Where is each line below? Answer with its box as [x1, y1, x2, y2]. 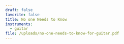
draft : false [5, 7, 33, 13]
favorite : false [5, 12, 40, 17]
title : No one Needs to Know [5, 17, 67, 22]
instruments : [5, 21, 33, 27]
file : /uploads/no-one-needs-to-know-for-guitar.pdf [5, 31, 119, 36]
